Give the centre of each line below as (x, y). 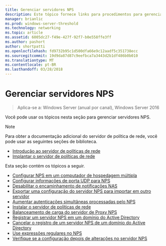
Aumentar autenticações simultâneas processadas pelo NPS (74, 202)
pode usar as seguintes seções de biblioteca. (51, 141)
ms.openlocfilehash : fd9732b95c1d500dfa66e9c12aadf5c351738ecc (72, 51)
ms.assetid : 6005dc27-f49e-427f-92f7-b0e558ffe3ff (58, 38)
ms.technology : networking (33, 28)
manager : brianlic (24, 19)
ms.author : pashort (25, 42)
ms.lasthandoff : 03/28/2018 (34, 70)
